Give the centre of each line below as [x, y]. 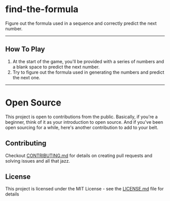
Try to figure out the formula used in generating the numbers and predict [88, 72]
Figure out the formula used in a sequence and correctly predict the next [81, 23]
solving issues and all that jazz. [38, 161]
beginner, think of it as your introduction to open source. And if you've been [84, 122]
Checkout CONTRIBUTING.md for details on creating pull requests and [79, 156]
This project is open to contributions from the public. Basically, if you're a [81, 117]
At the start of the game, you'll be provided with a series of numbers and [88, 61]
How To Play [25, 49]
